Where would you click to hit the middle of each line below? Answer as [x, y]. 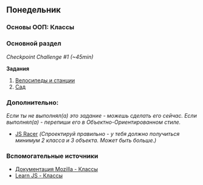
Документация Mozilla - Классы [56, 169]
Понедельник [34, 10]
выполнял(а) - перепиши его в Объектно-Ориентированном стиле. [94, 122]
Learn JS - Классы [39, 176]
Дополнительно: [32, 103]
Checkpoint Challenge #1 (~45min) [50, 56]
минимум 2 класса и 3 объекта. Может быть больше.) [85, 140]
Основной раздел [34, 44]
